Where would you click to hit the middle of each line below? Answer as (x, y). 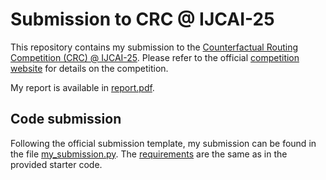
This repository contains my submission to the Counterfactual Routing (154, 47)
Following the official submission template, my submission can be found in (163, 143)
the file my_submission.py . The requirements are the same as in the (149, 154)
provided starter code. (56, 164)
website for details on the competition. (89, 68)
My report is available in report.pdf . (82, 87)
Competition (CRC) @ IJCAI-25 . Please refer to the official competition (155, 57)
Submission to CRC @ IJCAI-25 (142, 19)
